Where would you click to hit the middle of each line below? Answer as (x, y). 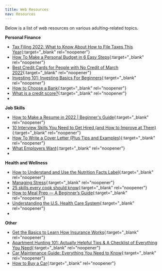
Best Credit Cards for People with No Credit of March (65, 67)
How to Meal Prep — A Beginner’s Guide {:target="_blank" (70, 193)
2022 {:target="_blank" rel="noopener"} (52, 72)
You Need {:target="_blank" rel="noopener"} (56, 248)
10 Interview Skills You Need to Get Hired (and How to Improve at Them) (84, 127)
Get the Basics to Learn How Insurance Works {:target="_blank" (75, 232)
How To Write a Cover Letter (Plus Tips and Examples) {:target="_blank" (83, 138)
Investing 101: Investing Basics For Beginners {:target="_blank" (74, 78)
